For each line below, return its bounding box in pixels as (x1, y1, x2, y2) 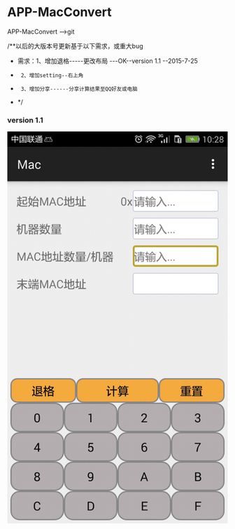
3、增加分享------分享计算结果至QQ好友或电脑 (20, 85, 138, 92)
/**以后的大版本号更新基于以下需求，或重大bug (7, 41, 143, 50)
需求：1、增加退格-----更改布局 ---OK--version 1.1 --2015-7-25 (17, 57, 198, 65)
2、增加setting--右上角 (20, 71, 84, 79)
